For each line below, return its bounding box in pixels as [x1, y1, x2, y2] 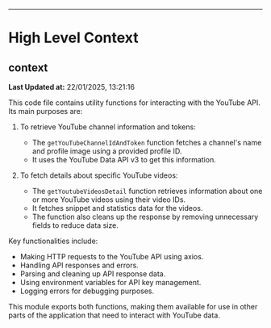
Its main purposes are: [8, 107, 83, 116]
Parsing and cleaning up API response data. [19, 269, 166, 279]
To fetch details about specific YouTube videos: [19, 170, 178, 180]
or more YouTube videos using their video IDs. [31, 195, 186, 204]
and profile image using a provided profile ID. [31, 146, 182, 156]
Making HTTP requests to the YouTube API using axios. [19, 252, 204, 261]
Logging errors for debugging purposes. [19, 286, 155, 296]
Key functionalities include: [8, 236, 98, 246]
